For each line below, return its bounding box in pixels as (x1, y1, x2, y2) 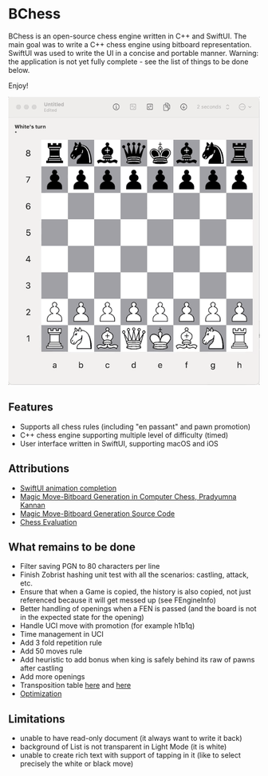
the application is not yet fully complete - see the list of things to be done (8, 57, 249, 66)
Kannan (19, 500, 45, 510)
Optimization (19, 689, 62, 698)
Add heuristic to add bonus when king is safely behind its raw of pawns (19, 655, 255, 665)
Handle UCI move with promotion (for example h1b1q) (19, 621, 195, 630)
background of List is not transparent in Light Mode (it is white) (19, 742, 227, 752)
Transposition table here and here (19, 681, 132, 690)
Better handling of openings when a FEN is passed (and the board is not (19, 604, 257, 614)
